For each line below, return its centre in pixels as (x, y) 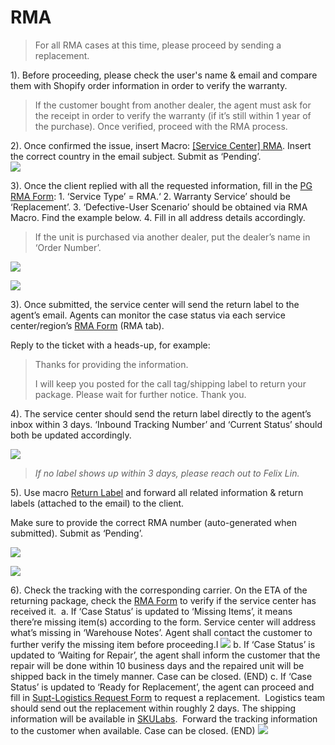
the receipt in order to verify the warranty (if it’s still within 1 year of (173, 115)
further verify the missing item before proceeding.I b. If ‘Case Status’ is (163, 644)
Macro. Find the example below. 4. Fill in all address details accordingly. (158, 217)
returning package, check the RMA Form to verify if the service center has (163, 600)
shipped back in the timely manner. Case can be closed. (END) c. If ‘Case (161, 676)
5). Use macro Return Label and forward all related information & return (157, 492)
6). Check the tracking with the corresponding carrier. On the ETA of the (159, 590)
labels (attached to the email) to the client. (97, 503)
